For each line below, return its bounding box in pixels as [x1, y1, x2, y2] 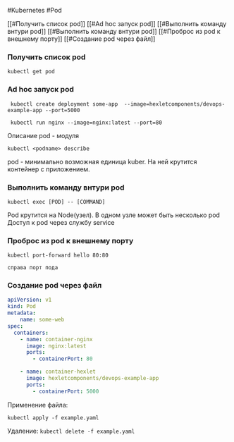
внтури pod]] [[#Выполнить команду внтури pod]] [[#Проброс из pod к [7, 27, 221, 35]
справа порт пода [7, 264, 58, 271]
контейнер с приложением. [7, 165, 90, 173]
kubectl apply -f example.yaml [7, 414, 99, 422]
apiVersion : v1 [7, 296, 52, 304]
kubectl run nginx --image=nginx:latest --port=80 [10, 119, 162, 126]
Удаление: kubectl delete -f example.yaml [7, 426, 135, 435]
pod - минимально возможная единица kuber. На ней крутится [7, 157, 197, 166]
